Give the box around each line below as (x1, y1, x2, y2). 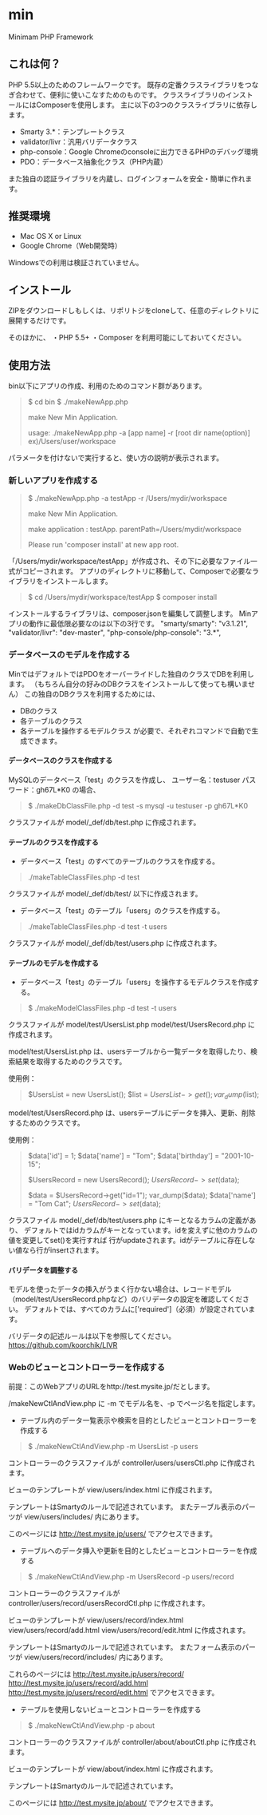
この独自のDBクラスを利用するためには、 (23, 689, 159, 698)
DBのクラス (19, 705, 58, 716)
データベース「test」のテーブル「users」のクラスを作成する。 (19, 906, 225, 915)
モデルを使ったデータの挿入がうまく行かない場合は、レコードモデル (8, 1285, 232, 1294)
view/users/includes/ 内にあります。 (23, 1511, 143, 1521)
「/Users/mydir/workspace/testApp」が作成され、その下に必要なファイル (8, 557, 251, 566)
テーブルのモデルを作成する (8, 958, 100, 967)
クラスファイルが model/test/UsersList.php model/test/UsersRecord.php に (8, 1020, 255, 1030)
